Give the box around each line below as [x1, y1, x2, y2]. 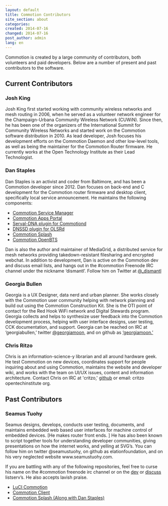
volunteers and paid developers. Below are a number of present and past [5, 59, 157, 66]
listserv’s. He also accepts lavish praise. [5, 474, 88, 480]
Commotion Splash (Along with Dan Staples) [12, 495, 105, 501]
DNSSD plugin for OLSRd [12, 226, 65, 232]
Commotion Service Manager [12, 210, 74, 216]
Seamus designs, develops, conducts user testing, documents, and [5, 422, 145, 428]
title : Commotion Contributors [5, 12, 71, 17]
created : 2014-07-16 [5, 26, 49, 31]
